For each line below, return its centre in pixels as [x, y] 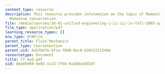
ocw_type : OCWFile [24, 37]
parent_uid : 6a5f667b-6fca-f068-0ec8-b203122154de [58, 50]
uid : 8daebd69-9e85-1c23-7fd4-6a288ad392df [50, 64]
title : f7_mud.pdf [24, 59]
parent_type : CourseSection [34, 46]
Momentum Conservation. [34, 18]
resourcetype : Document [29, 55]
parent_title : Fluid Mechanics [37, 41]
